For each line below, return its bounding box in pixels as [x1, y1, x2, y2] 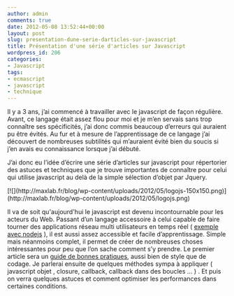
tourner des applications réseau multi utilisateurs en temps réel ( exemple [7, 223, 219, 231]
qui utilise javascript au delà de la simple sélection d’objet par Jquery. [7, 173, 207, 182]
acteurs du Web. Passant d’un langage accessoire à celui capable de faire [7, 215, 220, 224]
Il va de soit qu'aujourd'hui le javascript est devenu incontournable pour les [7, 208, 224, 216]
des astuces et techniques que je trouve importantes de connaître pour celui [7, 166, 227, 174]
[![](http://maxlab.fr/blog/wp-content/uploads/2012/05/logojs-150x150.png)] [7, 187, 227, 195]
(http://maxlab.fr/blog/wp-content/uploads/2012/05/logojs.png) [7, 194, 191, 203]
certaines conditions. [7, 282, 68, 290]
